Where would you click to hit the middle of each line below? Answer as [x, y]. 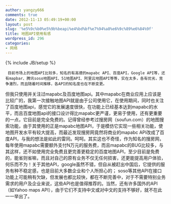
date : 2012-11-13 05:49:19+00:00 [41, 19]
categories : [18, 43]
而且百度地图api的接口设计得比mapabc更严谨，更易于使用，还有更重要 [88, 113]
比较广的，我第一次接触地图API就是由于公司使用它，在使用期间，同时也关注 [85, 100]
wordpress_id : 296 [25, 39]
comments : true [21, 15]
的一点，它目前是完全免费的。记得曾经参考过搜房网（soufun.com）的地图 [82, 119]
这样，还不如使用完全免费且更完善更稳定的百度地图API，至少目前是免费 [84, 151]
